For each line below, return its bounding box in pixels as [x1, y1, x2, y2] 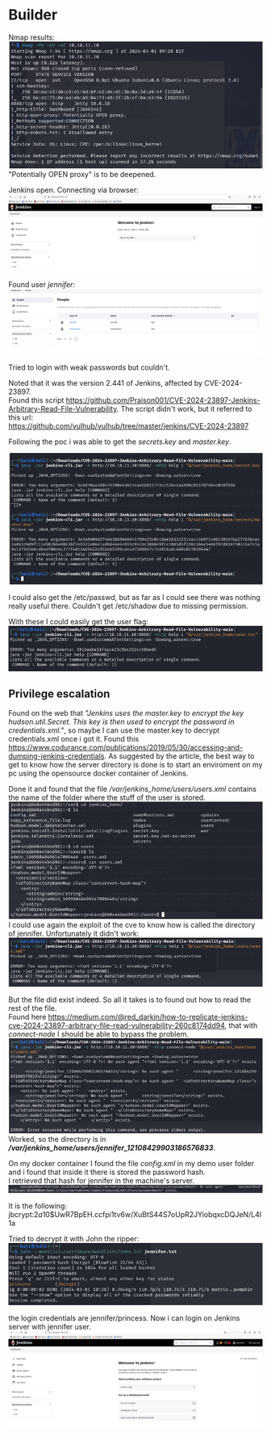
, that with [224, 1021, 258, 1030]
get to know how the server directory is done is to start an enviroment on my [8, 760, 263, 770]
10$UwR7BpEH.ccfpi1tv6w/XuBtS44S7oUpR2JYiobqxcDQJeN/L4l [42, 1209, 262, 1219]
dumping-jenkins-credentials [8, 751, 105, 761]
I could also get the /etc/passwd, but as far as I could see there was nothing [8, 593, 261, 602]
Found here [8, 1012, 47, 1022]
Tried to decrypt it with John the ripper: [8, 1233, 140, 1243]
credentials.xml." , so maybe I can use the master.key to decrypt [8, 725, 220, 735]
